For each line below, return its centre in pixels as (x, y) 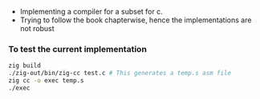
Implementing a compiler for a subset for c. (91, 12)
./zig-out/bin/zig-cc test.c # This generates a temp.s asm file (120, 73)
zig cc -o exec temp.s (46, 81)
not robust (37, 28)
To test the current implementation (77, 49)
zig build (25, 66)
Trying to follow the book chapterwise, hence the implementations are (136, 20)
